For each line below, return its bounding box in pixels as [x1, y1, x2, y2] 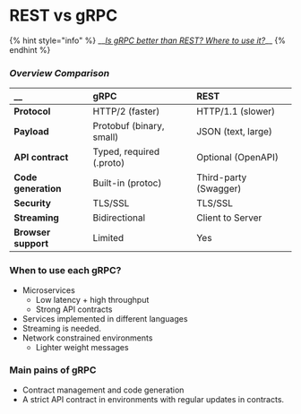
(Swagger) [196, 183, 242, 195]
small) [92, 131, 119, 143]
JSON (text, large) [196, 125, 273, 138]
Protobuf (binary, [92, 120, 165, 133]
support [13, 237, 49, 250]
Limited [92, 232, 125, 245]
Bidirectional [92, 211, 146, 224]
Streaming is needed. [21, 323, 101, 333]
